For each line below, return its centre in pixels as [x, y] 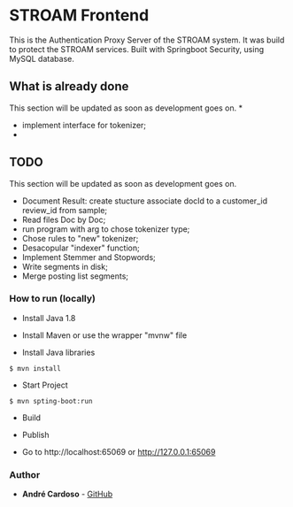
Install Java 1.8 [49, 318]
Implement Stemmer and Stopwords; [89, 257]
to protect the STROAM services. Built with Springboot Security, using [136, 49]
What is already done [69, 86]
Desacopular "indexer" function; [81, 248]
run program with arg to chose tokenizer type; [106, 229]
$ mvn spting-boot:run [51, 401]
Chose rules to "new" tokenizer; [80, 238]
